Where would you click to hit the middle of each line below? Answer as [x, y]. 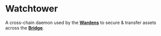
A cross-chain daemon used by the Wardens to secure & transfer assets [81, 22]
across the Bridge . [25, 27]
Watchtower [32, 9]
